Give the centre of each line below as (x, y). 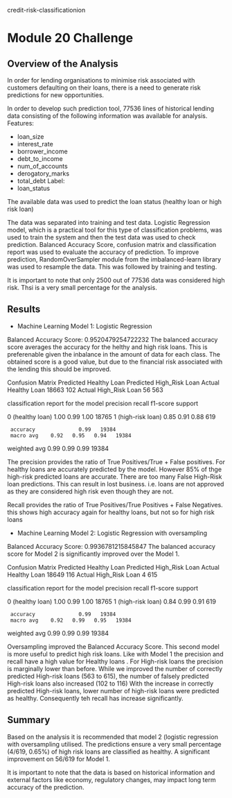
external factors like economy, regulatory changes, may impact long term (111, 779)
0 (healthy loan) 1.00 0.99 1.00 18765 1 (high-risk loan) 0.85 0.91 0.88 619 (111, 416)
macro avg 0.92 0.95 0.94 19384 (71, 435)
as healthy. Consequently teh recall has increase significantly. (95, 698)
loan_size (30, 137)
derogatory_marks (43, 173)
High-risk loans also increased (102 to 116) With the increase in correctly (110, 684)
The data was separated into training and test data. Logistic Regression (109, 222)
